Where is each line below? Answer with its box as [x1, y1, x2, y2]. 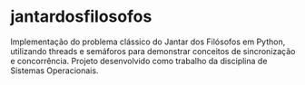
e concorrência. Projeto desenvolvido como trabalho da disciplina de [10, 55, 268, 66]
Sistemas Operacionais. [10, 65, 99, 76]
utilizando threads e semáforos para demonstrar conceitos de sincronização [10, 45, 296, 56]
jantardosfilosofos [10, 6, 152, 27]
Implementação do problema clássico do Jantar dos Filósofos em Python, [10, 36, 286, 47]
